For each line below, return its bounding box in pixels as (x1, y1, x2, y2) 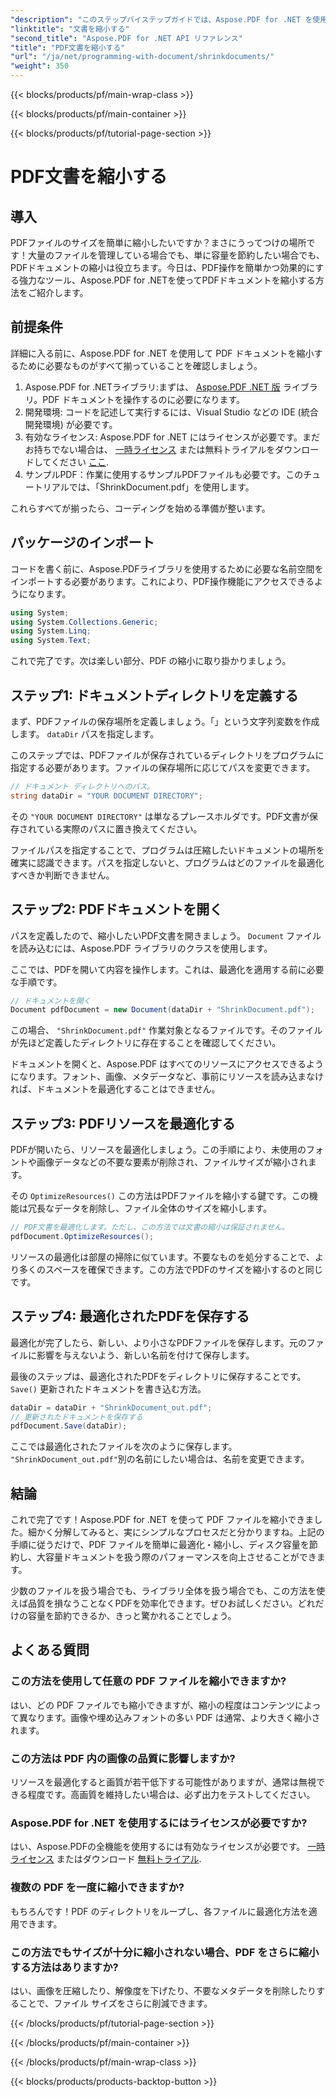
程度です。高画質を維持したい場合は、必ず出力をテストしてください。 (27, 1789, 316, 1801)
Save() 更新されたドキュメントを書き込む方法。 (10, 1382, 207, 1395)
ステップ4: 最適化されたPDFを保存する (10, 1308, 250, 1325)
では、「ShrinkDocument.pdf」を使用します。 (68, 481, 255, 493)
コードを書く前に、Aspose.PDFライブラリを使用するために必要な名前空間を (10, 562, 324, 575)
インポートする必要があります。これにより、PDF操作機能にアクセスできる (10, 575, 315, 587)
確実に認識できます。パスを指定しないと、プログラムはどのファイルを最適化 (10, 856, 325, 868)
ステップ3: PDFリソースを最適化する (10, 1115, 236, 1132)
